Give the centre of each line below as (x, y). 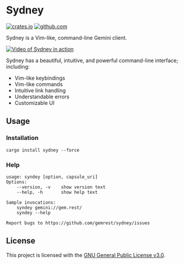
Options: (17, 182)
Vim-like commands (39, 84)
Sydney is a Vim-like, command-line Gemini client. (67, 37)
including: (18, 66)
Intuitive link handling (40, 90)
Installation (22, 138)
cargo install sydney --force (43, 150)
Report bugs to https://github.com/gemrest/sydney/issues (78, 223)
